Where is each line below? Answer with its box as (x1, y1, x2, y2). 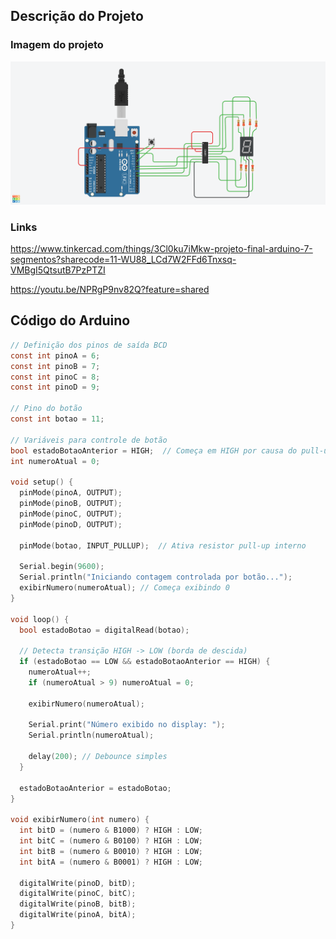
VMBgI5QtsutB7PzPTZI (10, 264, 106, 276)
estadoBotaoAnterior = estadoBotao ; (19, 783, 172, 793)
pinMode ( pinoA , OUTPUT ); (19, 488, 123, 498)
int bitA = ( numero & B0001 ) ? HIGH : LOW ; (19, 857, 203, 867)
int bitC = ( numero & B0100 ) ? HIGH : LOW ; (19, 836, 203, 846)
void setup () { (10, 477, 74, 488)
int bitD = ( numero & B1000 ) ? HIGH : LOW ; (19, 825, 203, 836)
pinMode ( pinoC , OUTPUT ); (19, 509, 123, 519)
